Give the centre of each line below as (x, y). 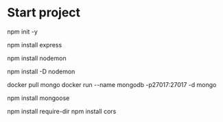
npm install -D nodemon (41, 71)
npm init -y (22, 32)
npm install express (35, 45)
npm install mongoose (38, 98)
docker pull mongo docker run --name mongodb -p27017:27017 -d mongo (112, 84)
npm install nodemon (37, 58)
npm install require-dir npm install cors (62, 111)
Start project (44, 13)
